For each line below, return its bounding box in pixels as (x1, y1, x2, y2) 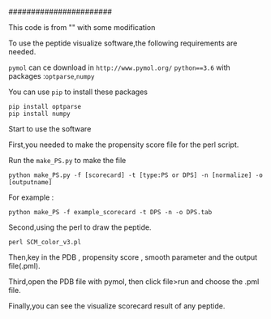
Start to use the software (8, 124, 92, 133)
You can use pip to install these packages (8, 87, 148, 97)
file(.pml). (8, 261, 41, 270)
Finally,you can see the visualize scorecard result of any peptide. (8, 301, 226, 311)
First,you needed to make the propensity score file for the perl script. (8, 140, 239, 149)
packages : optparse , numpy (8, 71, 95, 80)
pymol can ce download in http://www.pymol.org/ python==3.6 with (8, 63, 231, 72)
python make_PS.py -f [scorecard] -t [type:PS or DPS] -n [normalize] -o (8, 171, 264, 179)
